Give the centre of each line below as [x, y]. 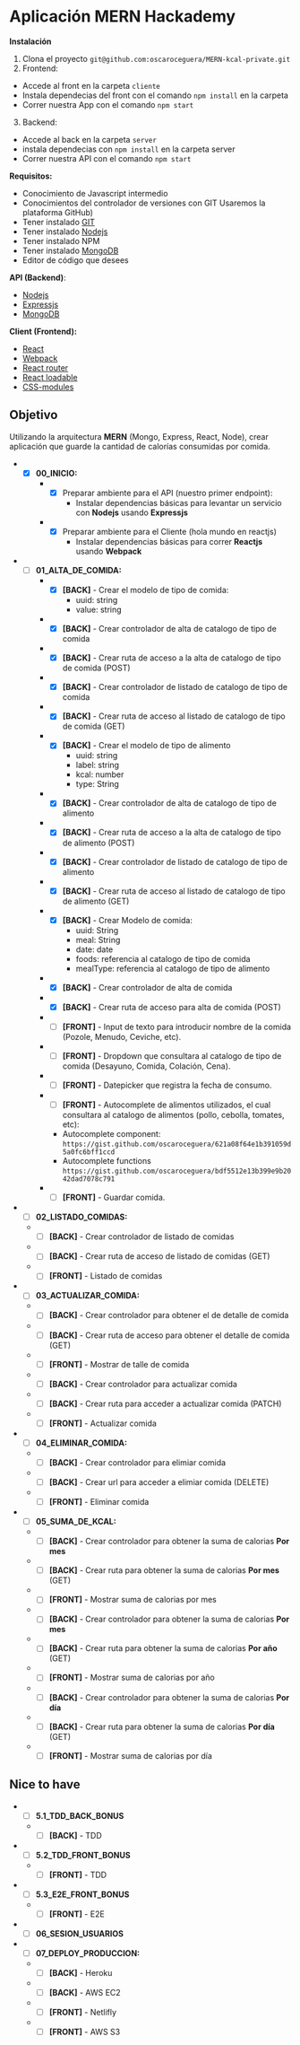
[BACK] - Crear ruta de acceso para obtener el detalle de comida [169, 1335]
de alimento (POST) [99, 843]
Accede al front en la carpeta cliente [91, 85]
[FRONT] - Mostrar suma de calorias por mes [133, 1600]
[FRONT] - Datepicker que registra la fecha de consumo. [167, 1085]
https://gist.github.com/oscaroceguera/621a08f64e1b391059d [177, 1145]
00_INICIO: [56, 473]
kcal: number [100, 774]
